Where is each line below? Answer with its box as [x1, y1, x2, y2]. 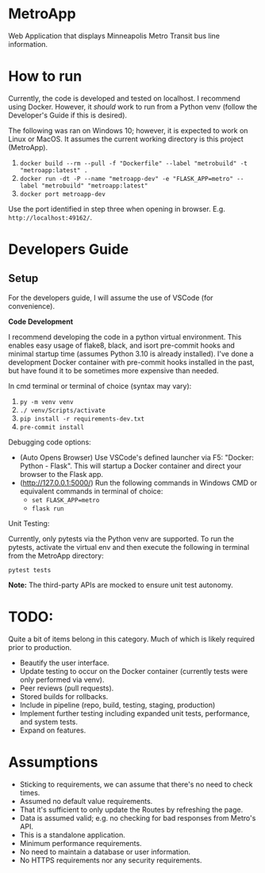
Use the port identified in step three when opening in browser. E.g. [8, 204, 226, 213]
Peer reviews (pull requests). [19, 683, 114, 693]
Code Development [8, 317, 74, 326]
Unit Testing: [8, 518, 50, 528]
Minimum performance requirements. [19, 838, 142, 848]
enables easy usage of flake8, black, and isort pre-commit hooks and [8, 340, 236, 350]
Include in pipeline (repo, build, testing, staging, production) [19, 700, 216, 710]
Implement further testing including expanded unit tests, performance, [19, 708, 250, 718]
